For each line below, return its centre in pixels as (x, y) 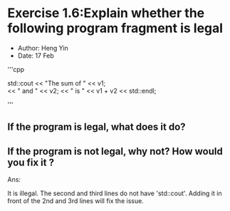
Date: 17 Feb (36, 56)
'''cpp (16, 69)
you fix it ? (31, 162)
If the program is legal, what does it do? (97, 127)
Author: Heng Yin (43, 48)
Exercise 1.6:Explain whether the (106, 13)
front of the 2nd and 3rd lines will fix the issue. (75, 201)
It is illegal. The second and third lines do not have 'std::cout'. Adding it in (115, 193)
